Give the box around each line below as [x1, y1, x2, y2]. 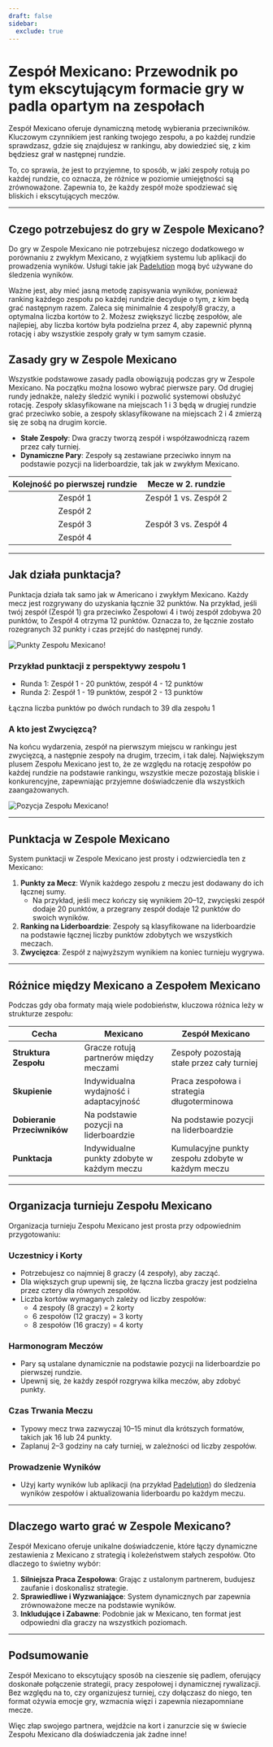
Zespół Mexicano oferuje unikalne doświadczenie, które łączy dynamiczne [8, 1541, 258, 1551]
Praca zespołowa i [171, 1075, 241, 1086]
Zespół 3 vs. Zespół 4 [145, 518, 228, 530]
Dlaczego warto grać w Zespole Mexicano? [8, 1519, 232, 1534]
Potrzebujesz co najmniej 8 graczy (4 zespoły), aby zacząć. [19, 1269, 221, 1278]
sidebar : [8, 20, 38, 28]
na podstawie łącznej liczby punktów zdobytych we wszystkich [19, 930, 233, 940]
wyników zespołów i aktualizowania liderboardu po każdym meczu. [19, 1488, 246, 1498]
